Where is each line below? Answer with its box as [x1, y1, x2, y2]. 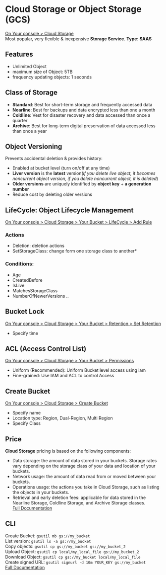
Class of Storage [5, 88, 58, 97]
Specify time [12, 330, 39, 336]
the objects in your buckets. [12, 490, 69, 495]
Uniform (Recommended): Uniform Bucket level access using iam [12, 367, 146, 373]
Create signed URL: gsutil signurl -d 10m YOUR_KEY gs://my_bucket [5, 559, 146, 565]
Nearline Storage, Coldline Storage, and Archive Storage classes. [12, 500, 146, 506]
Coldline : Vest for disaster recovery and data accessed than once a [12, 112, 151, 118]
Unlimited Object [12, 63, 47, 69]
